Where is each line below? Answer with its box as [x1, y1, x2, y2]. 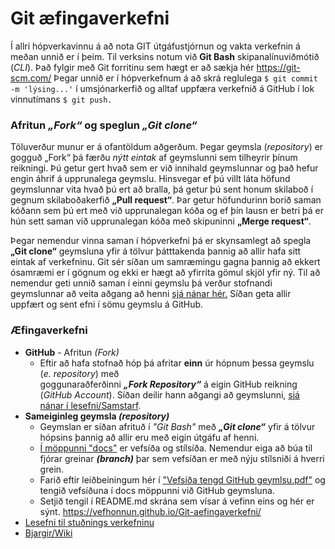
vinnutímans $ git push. [10, 93, 113, 105]
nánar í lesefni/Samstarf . [39, 399, 142, 411]
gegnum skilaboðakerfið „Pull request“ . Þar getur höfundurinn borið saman [10, 194, 322, 206]
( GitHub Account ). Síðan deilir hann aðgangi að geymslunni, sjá [39, 388, 300, 401]
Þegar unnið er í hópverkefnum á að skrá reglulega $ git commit [53, 72, 318, 84]
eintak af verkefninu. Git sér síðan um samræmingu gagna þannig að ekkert [10, 256, 321, 268]
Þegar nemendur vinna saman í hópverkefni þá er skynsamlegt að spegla [10, 235, 312, 247]
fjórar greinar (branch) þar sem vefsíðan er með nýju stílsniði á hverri [39, 452, 325, 464]
